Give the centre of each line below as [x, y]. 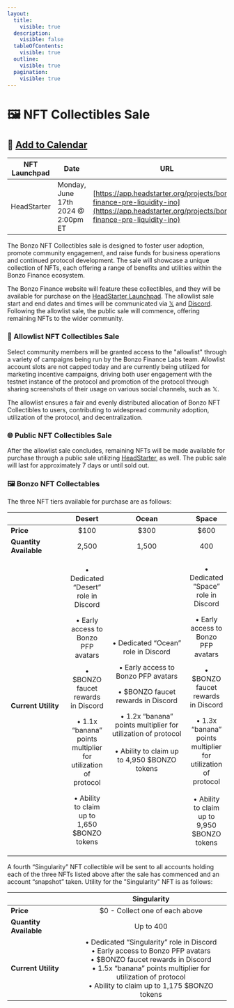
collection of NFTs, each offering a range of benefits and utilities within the [114, 268]
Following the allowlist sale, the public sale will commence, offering [103, 311]
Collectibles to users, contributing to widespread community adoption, [108, 409]
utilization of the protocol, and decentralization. [75, 417]
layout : [18, 14]
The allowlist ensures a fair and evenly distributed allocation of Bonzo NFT [114, 403]
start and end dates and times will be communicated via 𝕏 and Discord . [110, 303]
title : [23, 20]
